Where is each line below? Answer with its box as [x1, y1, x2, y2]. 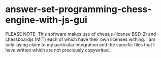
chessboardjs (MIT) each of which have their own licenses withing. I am [5, 36, 156, 42]
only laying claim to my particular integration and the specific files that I [5, 41, 155, 47]
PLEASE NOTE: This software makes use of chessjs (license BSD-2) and [5, 31, 156, 37]
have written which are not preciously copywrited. [5, 47, 110, 53]
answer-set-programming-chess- [5, 4, 152, 15]
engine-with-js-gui [5, 14, 87, 26]
